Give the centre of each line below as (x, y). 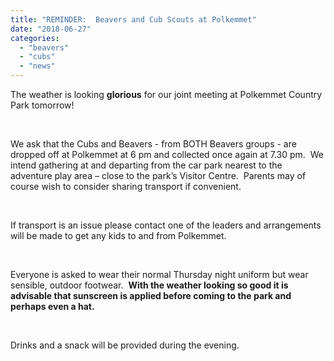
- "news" (37, 66)
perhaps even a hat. (52, 306)
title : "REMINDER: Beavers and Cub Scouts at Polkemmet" (133, 19)
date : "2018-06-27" (51, 29)
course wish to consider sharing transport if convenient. (126, 186)
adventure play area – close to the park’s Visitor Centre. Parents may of (158, 175)
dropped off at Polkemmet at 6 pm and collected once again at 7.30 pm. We (167, 154)
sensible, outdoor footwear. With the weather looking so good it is (149, 285)
